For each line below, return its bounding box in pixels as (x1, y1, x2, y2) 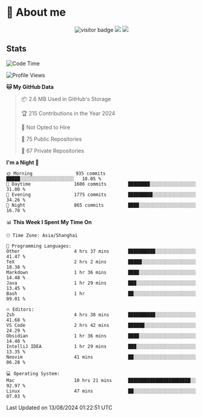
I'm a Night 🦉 (6, 158, 39, 166)
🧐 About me (6, 5, 67, 19)
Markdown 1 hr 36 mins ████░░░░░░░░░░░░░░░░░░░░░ (6, 269, 197, 276)
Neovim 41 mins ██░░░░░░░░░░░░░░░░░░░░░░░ (6, 354, 197, 360)
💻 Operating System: (6, 370, 60, 377)
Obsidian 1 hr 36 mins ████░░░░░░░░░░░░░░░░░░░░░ (6, 332, 197, 339)
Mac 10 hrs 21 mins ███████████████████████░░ (6, 377, 197, 383)
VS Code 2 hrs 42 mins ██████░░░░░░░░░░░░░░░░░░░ (6, 322, 197, 328)
